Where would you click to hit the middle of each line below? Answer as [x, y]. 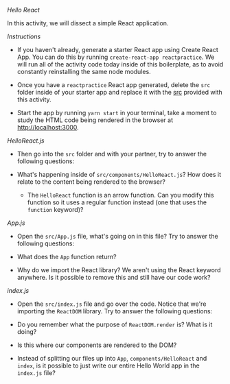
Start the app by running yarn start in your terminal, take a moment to [117, 113]
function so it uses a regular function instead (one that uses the [117, 202]
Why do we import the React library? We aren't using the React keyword [119, 270]
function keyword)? [55, 209]
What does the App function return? [67, 257]
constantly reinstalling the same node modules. [84, 72]
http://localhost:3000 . [48, 127]
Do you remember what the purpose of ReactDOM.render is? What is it [115, 324]
